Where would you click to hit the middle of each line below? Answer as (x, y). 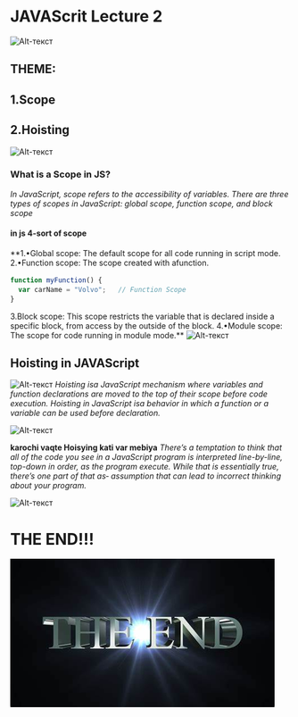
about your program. (49, 486)
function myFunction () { (56, 280)
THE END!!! (52, 539)
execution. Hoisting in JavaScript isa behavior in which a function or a (140, 404)
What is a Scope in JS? (60, 174)
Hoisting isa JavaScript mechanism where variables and (159, 385)
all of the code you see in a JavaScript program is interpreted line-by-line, (147, 457)
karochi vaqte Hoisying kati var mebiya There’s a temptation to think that (146, 447)
